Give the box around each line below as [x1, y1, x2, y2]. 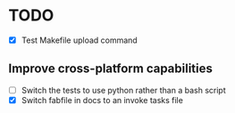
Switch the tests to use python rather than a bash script [21, 85, 226, 95]
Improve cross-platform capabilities [8, 61, 214, 77]
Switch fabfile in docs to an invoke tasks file [21, 94, 184, 105]
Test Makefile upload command [21, 35, 138, 45]
